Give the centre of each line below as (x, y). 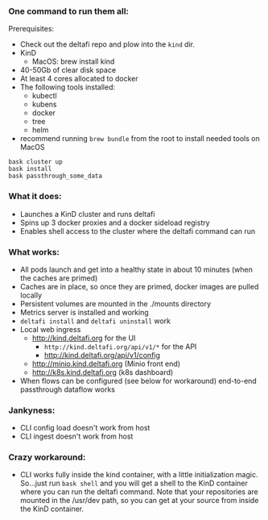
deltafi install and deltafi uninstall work (95, 321)
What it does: (35, 197)
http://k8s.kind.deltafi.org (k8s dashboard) (103, 372)
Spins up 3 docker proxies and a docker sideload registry (115, 223)
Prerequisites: (31, 29)
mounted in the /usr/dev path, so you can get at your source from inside (139, 501)
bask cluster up (35, 162)
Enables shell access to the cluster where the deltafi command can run (138, 231)
